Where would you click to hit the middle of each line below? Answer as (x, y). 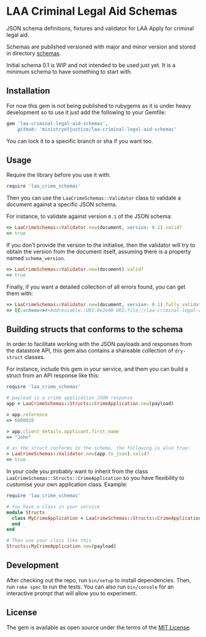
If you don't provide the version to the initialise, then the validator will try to (101, 245)
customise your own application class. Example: (67, 484)
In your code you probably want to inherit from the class (77, 471)
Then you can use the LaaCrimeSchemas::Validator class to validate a (93, 198)
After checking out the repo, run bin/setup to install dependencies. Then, (99, 580)
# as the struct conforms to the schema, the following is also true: (98, 448)
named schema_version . (36, 258)
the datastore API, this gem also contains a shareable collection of (90, 350)
